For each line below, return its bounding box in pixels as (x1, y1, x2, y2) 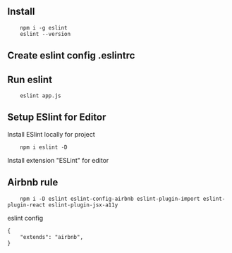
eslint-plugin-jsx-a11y (48, 201, 118, 209)
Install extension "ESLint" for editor (7, 156, 109, 164)
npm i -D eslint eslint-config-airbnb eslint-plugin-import (20, 195, 200, 202)
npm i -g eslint (20, 24, 68, 31)
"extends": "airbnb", (20, 233, 83, 240)
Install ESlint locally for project (7, 130, 95, 138)
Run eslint (7, 73, 53, 85)
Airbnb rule (7, 176, 59, 189)
